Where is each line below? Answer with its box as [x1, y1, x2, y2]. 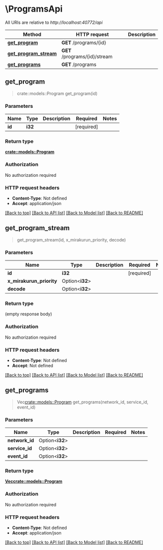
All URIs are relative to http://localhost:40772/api [5, 19, 103, 25]
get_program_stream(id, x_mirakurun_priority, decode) [16, 237, 126, 242]
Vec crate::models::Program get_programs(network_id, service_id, [16, 399, 149, 405]
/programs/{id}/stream [61, 53, 113, 60]
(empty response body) [5, 311, 52, 317]
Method [22, 31, 42, 37]
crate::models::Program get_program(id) [16, 90, 98, 96]
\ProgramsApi [5, 3, 63, 15]
